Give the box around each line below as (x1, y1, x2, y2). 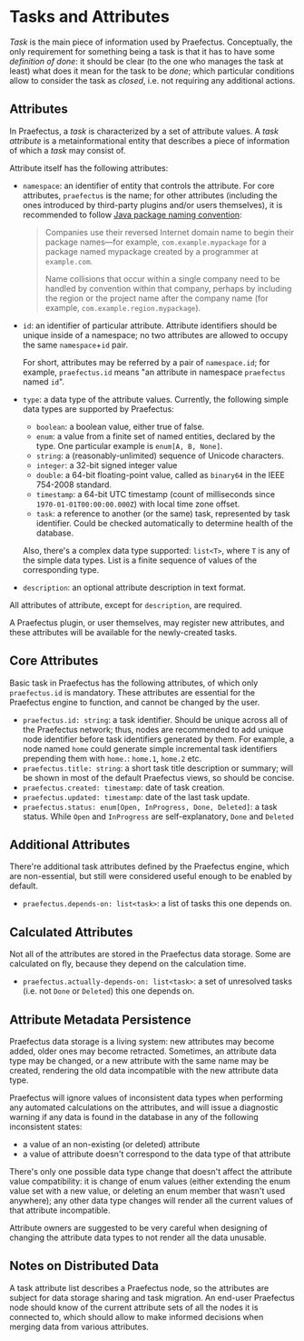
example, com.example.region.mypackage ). (44, 302, 201, 313)
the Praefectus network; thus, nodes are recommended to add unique (22, 724, 284, 735)
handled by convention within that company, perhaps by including (44, 283, 292, 294)
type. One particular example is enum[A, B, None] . (35, 440, 223, 451)
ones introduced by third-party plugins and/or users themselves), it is (22, 199, 283, 210)
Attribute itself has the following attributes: (9, 162, 169, 174)
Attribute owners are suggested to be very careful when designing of (9, 1223, 268, 1233)
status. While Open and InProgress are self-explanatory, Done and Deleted (22, 811, 295, 822)
